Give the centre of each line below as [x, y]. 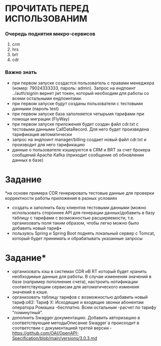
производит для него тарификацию [48, 144]
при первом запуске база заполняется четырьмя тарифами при [78, 114]
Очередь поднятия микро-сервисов [50, 34]
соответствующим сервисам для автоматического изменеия [75, 286]
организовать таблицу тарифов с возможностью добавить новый [80, 297]
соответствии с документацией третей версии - [62, 328]
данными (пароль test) [35, 108]
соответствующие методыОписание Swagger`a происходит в [75, 323]
